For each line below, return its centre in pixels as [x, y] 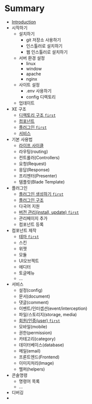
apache [34, 74]
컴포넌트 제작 [24, 230]
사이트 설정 [29, 84]
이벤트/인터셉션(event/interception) [53, 308]
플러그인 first [33, 127]
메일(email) [30, 351]
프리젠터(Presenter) [38, 176]
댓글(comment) [34, 302]
